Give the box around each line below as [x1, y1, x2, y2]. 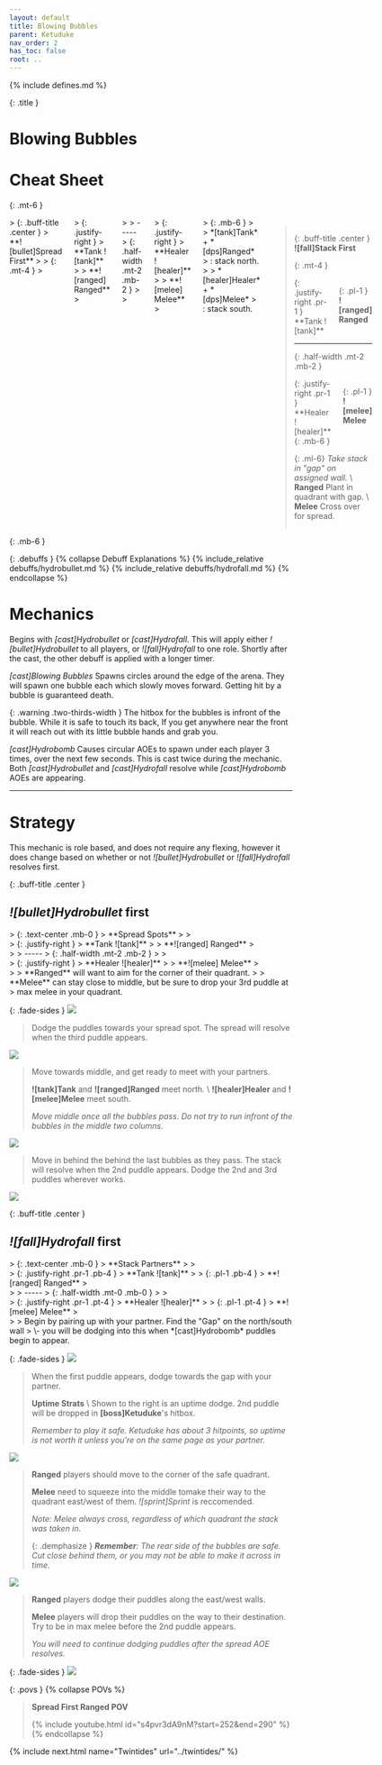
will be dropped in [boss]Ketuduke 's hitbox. [31, 1407, 196, 1418]
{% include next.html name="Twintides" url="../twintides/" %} [9, 1745, 239, 1757]
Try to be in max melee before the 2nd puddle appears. [31, 1621, 236, 1632]
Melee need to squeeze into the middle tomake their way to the [31, 1486, 266, 1497]
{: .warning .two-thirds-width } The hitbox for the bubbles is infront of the [9, 707, 281, 718]
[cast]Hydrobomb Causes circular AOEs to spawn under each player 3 [9, 744, 271, 755]
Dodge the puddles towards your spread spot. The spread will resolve [31, 1022, 290, 1033]
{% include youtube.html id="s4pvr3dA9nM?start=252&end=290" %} [31, 1718, 290, 1730]
